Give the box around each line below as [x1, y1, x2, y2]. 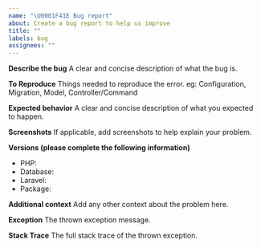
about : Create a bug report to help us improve [8, 19, 171, 27]
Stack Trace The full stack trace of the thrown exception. [8, 230, 198, 241]
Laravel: [19, 176, 47, 185]
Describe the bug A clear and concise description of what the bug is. [8, 63, 238, 73]
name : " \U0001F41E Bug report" [8, 11, 113, 20]
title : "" [8, 26, 42, 35]
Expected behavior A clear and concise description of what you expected [8, 104, 254, 113]
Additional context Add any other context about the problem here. [8, 200, 229, 209]
